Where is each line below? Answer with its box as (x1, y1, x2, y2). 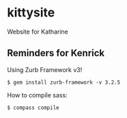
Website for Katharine (7, 27, 68, 36)
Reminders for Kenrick (7, 47, 105, 59)
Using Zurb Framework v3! (7, 65, 83, 73)
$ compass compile (7, 104, 59, 111)
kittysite (7, 5, 55, 21)
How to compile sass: (7, 91, 68, 99)
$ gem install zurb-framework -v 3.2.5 (7, 79, 121, 86)
